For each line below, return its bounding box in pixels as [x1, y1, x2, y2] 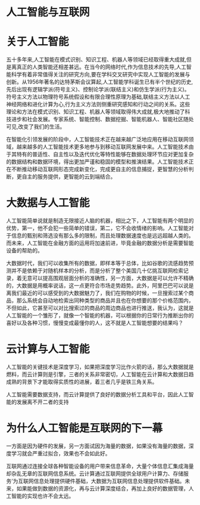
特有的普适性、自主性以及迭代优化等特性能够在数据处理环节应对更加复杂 [16, 150, 194, 158]
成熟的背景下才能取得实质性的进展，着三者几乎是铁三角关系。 [6, 378, 158, 385]
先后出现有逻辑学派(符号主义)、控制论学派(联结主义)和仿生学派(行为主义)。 [6, 86, 190, 93]
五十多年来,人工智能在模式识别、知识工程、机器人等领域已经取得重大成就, [6, 56, 187, 63]
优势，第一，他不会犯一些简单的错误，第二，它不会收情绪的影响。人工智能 [6, 224, 189, 232]
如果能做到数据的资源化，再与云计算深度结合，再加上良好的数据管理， [16, 485, 189, 492]
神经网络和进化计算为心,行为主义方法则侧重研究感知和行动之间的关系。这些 [6, 101, 190, 108]
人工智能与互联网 [6, 5, 90, 19]
